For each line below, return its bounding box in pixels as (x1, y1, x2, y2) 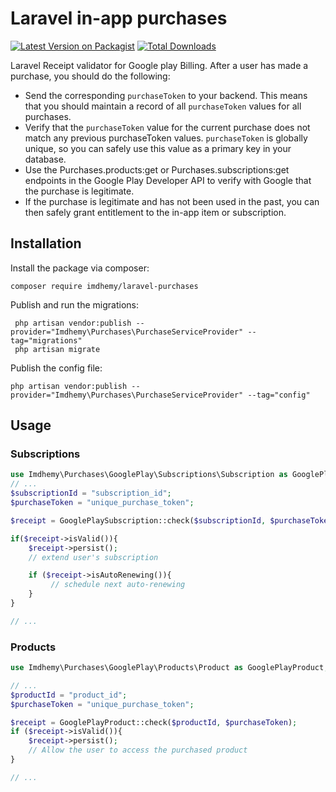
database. (24, 153, 67, 165)
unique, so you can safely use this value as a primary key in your (24, 142, 292, 154)
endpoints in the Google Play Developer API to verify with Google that (24, 174, 312, 186)
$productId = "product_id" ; (10, 690, 128, 700)
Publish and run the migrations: (10, 298, 139, 311)
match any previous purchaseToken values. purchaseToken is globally (24, 132, 308, 144)
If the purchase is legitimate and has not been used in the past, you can (24, 195, 320, 207)
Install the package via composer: (10, 262, 150, 274)
